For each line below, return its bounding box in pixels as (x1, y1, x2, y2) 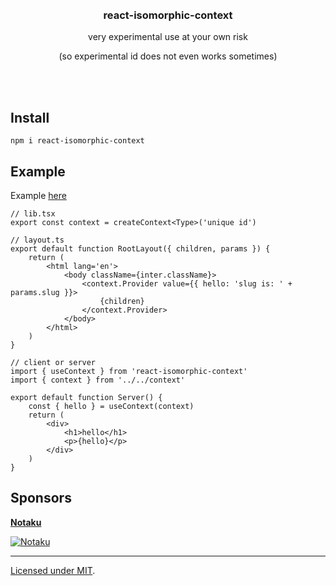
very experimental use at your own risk (88, 31, 248, 43)
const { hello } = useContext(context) (28, 401, 195, 411)
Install (10, 109, 50, 126)
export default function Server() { (10, 392, 163, 402)
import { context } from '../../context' (10, 375, 186, 385)
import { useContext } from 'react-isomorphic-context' (10, 366, 248, 376)
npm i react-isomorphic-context (10, 136, 145, 146)
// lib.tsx (10, 208, 56, 219)
